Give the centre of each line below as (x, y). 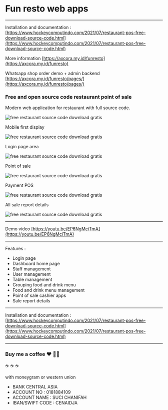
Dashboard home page (36, 264)
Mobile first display (25, 127)
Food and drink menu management (48, 290)
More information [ (24, 58)
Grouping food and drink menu (44, 285)
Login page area (22, 147)
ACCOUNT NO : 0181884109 (41, 392)
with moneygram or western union (40, 377)
